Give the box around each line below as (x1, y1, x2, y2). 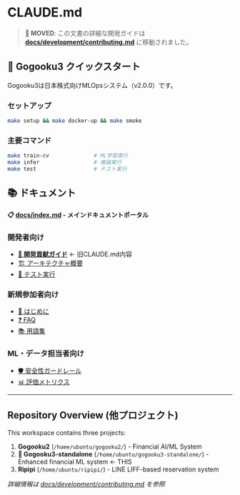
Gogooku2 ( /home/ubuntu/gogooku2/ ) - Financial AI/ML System (17, 442, 202, 451)
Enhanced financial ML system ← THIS (17, 458, 132, 466)
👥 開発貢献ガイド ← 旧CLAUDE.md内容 (17, 249, 132, 258)
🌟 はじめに (17, 307, 49, 316)
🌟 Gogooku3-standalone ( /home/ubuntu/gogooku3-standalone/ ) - (17, 450, 209, 459)
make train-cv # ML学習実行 (7, 152, 129, 159)
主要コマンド (7, 135, 52, 145)
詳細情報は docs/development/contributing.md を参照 (7, 480, 166, 489)
